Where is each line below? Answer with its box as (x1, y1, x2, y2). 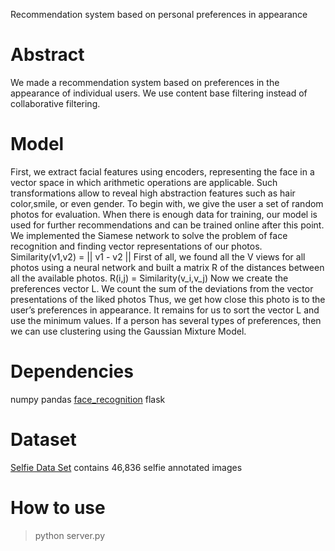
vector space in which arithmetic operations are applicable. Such (10, 176, 278, 188)
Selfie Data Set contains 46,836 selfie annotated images (10, 461, 243, 473)
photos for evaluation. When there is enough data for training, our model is (10, 208, 318, 220)
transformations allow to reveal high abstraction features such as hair (10, 187, 296, 199)
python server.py (34, 529, 106, 541)
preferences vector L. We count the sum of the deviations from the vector (10, 282, 314, 294)
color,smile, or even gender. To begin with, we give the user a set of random (10, 197, 324, 209)
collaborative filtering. (10, 97, 101, 109)
